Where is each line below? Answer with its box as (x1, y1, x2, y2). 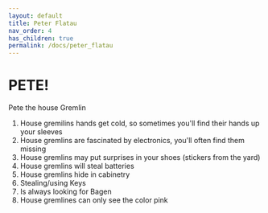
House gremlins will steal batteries (19, 162, 134, 171)
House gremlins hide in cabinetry (19, 170, 130, 179)
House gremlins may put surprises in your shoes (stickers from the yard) (19, 153, 261, 162)
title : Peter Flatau (8, 19, 78, 27)
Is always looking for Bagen (19, 186, 112, 197)
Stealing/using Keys (19, 178, 86, 188)
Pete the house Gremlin (8, 103, 86, 113)
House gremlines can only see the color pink (19, 195, 169, 205)
